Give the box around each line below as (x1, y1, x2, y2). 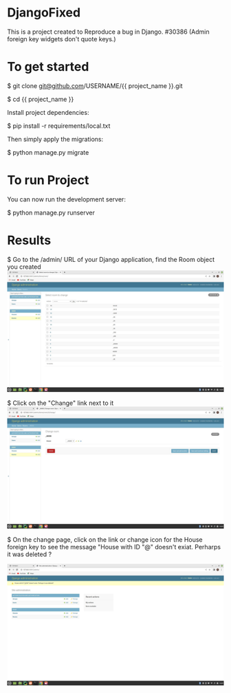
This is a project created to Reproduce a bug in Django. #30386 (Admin (7, 27, 210, 36)
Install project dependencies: (7, 108, 89, 116)
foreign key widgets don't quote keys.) (7, 34, 116, 43)
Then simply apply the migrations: (7, 135, 104, 143)
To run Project (7, 173, 89, 188)
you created (7, 263, 41, 271)
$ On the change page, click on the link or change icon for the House (7, 535, 203, 544)
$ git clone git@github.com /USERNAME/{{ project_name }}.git (7, 81, 184, 90)
